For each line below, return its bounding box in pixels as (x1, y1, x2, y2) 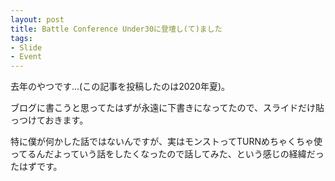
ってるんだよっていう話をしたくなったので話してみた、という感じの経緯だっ (10, 148, 325, 160)
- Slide (10, 42, 43, 53)
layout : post (10, 14, 65, 25)
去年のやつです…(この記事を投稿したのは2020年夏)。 (10, 81, 231, 93)
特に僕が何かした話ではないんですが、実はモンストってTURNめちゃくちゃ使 (10, 136, 323, 148)
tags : (10, 33, 33, 43)
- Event (10, 52, 43, 62)
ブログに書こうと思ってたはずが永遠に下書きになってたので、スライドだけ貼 (10, 102, 325, 114)
